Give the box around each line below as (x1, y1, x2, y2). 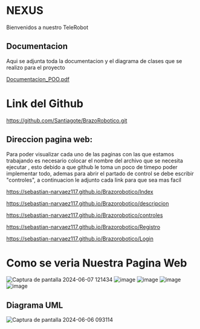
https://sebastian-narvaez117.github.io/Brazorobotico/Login (6, 234, 154, 242)
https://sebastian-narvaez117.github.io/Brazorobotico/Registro (6, 223, 161, 230)
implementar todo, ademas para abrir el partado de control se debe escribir (6, 170, 195, 177)
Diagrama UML (6, 300, 63, 310)
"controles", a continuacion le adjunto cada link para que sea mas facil (6, 176, 181, 184)
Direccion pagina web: (6, 135, 92, 145)
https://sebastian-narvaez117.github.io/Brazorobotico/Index (6, 188, 153, 195)
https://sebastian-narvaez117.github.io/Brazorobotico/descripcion (6, 199, 169, 207)
